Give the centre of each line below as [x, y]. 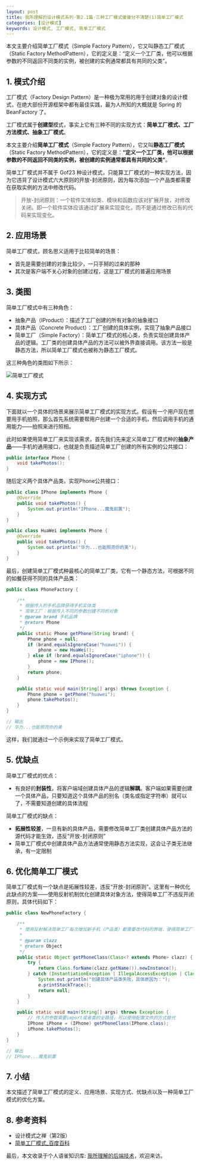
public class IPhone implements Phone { [57, 492]
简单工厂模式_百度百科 [42, 1143]
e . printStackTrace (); [65, 985]
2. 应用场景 [26, 235]
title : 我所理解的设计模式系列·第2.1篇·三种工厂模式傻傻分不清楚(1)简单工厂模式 [95, 17]
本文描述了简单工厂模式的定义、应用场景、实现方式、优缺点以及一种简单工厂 [100, 1092]
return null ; [54, 990]
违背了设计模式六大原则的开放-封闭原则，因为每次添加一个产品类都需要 [104, 180]
